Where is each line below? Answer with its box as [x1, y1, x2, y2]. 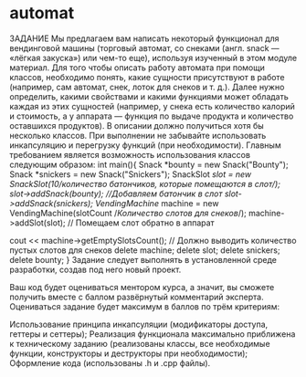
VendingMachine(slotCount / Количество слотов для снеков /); [9, 207, 247, 218]
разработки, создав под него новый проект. [9, 264, 182, 275]
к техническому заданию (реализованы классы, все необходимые [9, 338, 271, 349]
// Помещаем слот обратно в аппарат [67, 217, 215, 228]
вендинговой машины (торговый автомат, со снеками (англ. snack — [9, 42, 280, 53]
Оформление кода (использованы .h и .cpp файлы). [9, 357, 211, 368]
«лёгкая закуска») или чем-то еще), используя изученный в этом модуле [9, 52, 298, 63]
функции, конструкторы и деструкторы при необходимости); [9, 348, 248, 359]
